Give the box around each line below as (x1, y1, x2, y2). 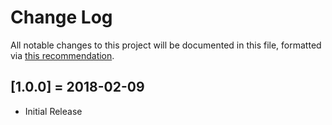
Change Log (10, 6, 113, 29)
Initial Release (24, 105, 83, 117)
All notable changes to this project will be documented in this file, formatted (10, 39, 322, 51)
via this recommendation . (10, 49, 115, 61)
